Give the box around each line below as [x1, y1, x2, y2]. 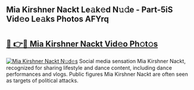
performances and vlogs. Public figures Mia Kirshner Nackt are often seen [6, 71, 189, 77]
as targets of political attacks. [6, 77, 79, 84]
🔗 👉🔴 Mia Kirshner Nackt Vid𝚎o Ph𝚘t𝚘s [6, 39, 158, 49]
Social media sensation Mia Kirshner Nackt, [79, 58, 186, 64]
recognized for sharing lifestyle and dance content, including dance [6, 64, 173, 71]
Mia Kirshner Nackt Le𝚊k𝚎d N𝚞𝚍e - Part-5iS [6, 5, 173, 15]
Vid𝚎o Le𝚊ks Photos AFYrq [6, 14, 109, 24]
